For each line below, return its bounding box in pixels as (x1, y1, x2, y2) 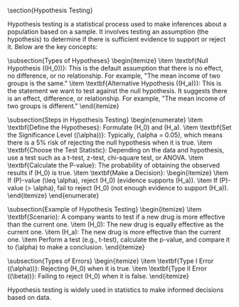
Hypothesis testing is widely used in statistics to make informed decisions (7, 286, 224, 294)
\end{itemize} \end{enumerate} (7, 192, 100, 199)
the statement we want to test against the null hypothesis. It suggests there (7, 87, 228, 95)
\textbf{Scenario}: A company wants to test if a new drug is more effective (7, 213, 225, 221)
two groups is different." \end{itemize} (7, 102, 119, 110)
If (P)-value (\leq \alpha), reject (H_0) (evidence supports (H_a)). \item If (7, 176, 218, 184)
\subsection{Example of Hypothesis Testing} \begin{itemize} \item (7, 205, 202, 213)
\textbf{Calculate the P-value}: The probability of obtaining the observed (7, 161, 221, 170)
